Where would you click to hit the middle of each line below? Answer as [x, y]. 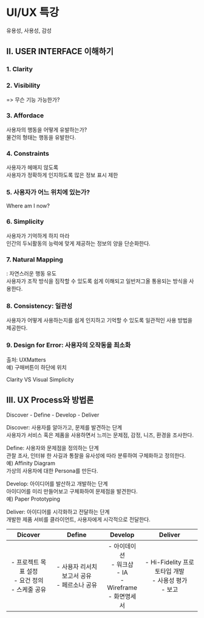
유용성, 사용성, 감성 [29, 30]
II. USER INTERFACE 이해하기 [60, 51]
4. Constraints [28, 153]
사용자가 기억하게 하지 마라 [38, 235]
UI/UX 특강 [33, 12]
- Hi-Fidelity [163, 562]
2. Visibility [23, 86]
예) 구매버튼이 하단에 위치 [36, 367]
